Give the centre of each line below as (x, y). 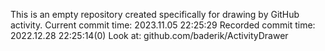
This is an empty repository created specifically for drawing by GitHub (155, 14)
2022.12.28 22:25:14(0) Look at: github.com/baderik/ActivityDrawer (149, 35)
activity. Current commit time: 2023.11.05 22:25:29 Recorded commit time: (163, 25)
